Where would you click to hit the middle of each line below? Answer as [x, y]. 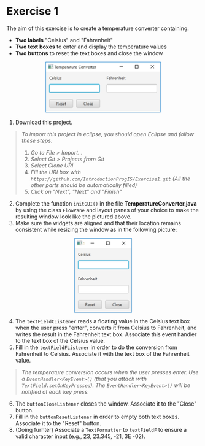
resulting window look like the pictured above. [73, 217]
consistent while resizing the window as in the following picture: [96, 229]
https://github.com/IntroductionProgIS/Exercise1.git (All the [110, 179]
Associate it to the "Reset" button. [58, 423]
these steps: [37, 140]
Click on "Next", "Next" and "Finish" [76, 191]
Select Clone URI [52, 165]
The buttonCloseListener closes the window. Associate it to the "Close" [106, 404]
